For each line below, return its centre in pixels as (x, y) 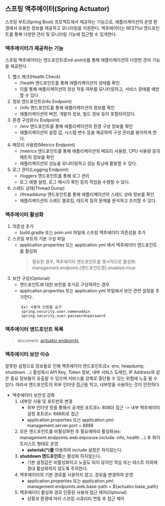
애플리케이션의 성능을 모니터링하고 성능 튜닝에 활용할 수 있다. (78, 164)
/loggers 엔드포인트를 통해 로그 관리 (55, 176)
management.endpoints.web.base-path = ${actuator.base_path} (93, 486)
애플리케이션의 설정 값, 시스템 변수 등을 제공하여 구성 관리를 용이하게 (85, 132)
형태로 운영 (47, 444)
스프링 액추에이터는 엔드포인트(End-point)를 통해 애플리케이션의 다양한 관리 (78, 60)
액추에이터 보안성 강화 (34, 395)
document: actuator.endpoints (48, 340)
